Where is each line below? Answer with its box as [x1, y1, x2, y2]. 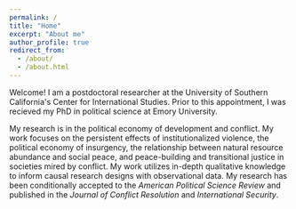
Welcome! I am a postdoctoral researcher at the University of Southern [9, 86, 268, 98]
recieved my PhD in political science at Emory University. [9, 106, 218, 117]
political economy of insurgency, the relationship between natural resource [9, 141, 284, 152]
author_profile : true [9, 37, 90, 47]
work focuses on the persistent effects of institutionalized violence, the [9, 133, 269, 143]
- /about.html [17, 63, 69, 72]
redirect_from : [9, 46, 66, 55]
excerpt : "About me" [9, 29, 86, 38]
